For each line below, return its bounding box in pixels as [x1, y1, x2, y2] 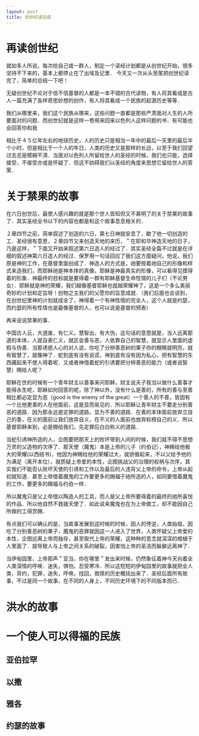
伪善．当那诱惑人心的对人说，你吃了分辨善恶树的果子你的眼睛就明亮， [16, 344, 188, 351]
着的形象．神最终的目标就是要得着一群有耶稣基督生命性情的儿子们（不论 [6, 275, 182, 282]
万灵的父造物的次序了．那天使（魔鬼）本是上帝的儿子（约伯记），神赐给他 [6, 443, 185, 451]
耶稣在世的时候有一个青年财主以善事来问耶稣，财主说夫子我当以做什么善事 [6, 379, 188, 386]
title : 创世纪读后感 [6, 14, 52, 20]
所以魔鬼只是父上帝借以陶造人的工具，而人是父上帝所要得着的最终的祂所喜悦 [6, 493, 193, 500]
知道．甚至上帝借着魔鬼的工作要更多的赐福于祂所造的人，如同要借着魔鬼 [16, 473, 193, 480]
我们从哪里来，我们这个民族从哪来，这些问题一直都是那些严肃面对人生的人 [6, 110, 188, 117]
